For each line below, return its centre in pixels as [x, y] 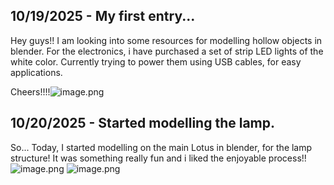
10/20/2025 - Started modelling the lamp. [143, 123]
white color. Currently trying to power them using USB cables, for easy [156, 61]
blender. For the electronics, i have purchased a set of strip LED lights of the [167, 51]
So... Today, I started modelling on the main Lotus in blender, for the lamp [161, 147]
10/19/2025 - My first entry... [103, 16]
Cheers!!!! [30, 91]
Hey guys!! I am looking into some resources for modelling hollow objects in [166, 40]
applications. [36, 72]
